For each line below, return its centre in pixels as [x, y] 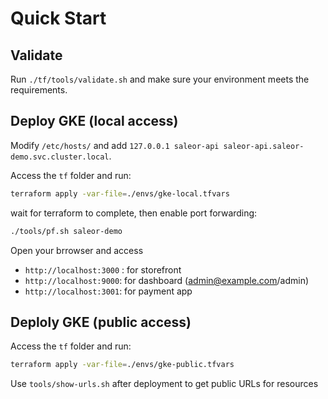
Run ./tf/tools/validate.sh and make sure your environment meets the [160, 79]
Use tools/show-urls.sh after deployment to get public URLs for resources [164, 384]
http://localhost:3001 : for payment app [108, 291]
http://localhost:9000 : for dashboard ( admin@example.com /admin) [167, 280]
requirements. [39, 90]
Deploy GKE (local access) [94, 121]
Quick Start [58, 18]
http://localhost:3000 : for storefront [103, 269]
